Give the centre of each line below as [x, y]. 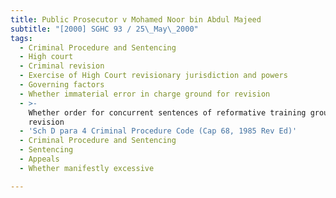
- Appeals [39, 159]
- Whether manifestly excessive [87, 168]
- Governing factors [62, 85]
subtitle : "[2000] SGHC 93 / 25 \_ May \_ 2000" [104, 29]
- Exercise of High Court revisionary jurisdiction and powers [153, 76]
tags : [21, 38]
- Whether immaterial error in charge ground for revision [145, 94]
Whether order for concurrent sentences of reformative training [167, 112]
